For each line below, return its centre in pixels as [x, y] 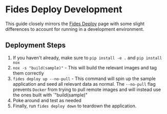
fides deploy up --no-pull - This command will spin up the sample [84, 79]
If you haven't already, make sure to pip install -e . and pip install [87, 58]
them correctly [28, 73]
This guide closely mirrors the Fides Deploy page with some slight [75, 24]
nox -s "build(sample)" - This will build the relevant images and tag [85, 67]
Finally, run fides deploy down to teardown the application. [75, 106]
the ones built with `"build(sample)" [50, 95]
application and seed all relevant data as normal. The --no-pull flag [84, 84]
